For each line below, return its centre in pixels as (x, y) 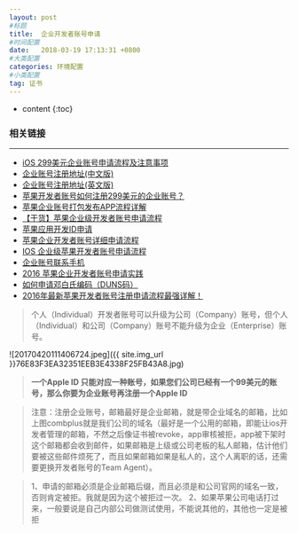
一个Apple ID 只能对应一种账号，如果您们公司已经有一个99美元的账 (154, 381)
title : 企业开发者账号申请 (55, 34)
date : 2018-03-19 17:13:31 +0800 (75, 51)
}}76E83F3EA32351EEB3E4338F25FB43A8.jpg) (97, 364)
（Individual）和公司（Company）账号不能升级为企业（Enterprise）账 (159, 325)
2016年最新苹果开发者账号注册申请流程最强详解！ (113, 295)
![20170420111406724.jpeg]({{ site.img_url (86, 354)
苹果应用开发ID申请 (57, 229)
